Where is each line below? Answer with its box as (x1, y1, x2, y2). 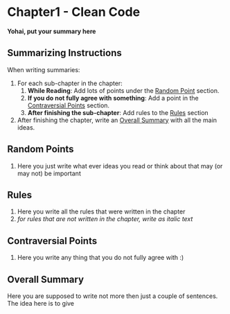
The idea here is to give (7, 299, 75, 307)
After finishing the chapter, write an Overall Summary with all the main (17, 116, 217, 124)
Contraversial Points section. (27, 101, 109, 110)
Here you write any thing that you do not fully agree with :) (17, 254, 184, 262)
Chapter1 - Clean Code (7, 4, 141, 20)
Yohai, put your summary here (7, 27, 96, 35)
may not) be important (17, 169, 81, 177)
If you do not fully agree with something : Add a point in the (27, 94, 199, 102)
